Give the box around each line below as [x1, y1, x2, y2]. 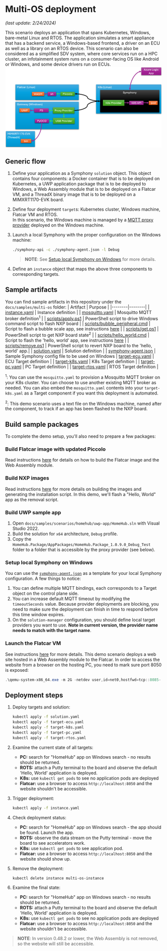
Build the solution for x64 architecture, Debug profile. [12, 531, 118, 537]
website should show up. [19, 856, 71, 862]
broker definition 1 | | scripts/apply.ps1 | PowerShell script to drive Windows [5, 315, 158, 321]
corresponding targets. [12, 271, 60, 277]
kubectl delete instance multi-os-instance [12, 875, 104, 880]
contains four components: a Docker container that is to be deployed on [12, 175, 160, 181]
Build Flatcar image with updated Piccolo [5, 446, 106, 453]
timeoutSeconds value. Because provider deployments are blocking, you [12, 601, 159, 607]
